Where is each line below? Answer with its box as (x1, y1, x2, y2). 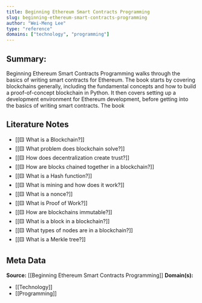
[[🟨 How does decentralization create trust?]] (15, 154, 130, 161)
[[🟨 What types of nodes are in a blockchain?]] (15, 226, 133, 233)
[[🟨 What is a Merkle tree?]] (15, 235, 86, 243)
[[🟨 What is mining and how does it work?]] (15, 181, 125, 188)
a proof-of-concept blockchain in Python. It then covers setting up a (6, 89, 177, 96)
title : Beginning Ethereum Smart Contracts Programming (6, 8, 150, 15)
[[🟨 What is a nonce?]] (15, 190, 73, 197)
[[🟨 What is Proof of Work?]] (15, 199, 88, 206)
